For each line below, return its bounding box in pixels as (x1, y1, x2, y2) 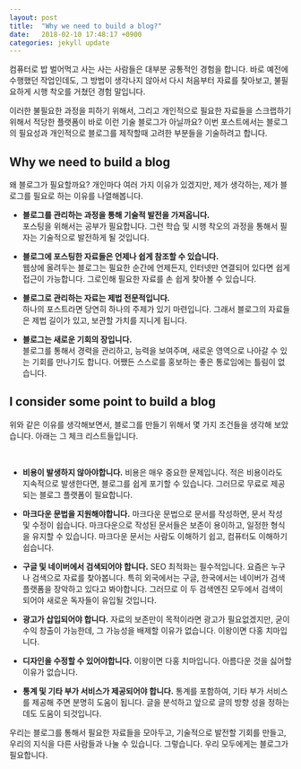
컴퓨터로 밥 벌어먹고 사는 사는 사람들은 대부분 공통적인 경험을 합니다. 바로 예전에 (9, 64, 289, 74)
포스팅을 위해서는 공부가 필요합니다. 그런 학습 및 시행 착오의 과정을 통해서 (21, 221, 279, 232)
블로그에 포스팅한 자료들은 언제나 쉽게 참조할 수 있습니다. (21, 251, 219, 262)
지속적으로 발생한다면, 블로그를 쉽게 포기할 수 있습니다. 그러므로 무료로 (21, 477, 269, 489)
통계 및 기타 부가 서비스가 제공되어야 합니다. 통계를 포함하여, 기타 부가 (21, 686, 264, 696)
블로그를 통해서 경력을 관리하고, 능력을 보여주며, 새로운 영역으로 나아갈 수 (21, 345, 279, 356)
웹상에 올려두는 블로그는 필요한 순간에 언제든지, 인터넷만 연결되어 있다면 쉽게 (21, 262, 291, 274)
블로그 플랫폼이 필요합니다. (39, 489, 133, 500)
